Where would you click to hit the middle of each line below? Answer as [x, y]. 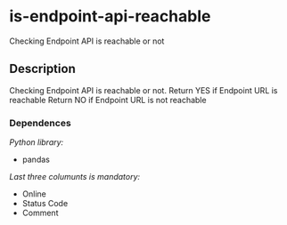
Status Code [45, 204]
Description [42, 69]
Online [34, 194]
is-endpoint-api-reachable [110, 16]
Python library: [37, 142]
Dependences [40, 123]
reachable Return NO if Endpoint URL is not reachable [108, 100]
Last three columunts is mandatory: [75, 177]
